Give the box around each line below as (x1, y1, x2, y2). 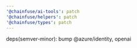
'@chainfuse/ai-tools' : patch (6, 8, 80, 15)
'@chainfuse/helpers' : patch (6, 14, 77, 20)
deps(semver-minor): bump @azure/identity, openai (6, 36, 132, 43)
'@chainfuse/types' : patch (6, 19, 72, 25)
